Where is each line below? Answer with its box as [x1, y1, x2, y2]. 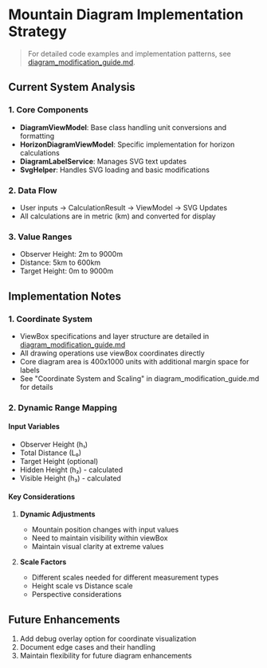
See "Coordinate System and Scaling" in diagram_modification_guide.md [19, 373, 260, 383]
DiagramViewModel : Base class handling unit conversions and [19, 122, 227, 132]
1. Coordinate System [8, 313, 93, 324]
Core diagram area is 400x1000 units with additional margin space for [19, 356, 249, 366]
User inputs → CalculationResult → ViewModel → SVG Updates [19, 202, 228, 212]
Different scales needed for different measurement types [31, 572, 219, 583]
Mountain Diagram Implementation [8, 6, 244, 24]
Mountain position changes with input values [31, 525, 179, 535]
